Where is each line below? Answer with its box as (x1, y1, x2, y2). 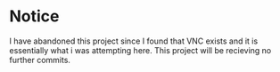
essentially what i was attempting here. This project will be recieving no (9, 44, 272, 55)
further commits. (9, 54, 71, 65)
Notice (9, 6, 60, 27)
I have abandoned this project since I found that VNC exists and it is (9, 36, 259, 46)
